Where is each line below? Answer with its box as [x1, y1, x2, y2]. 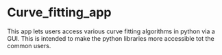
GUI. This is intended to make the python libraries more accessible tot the [7, 34, 214, 42]
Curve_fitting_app [7, 5, 112, 20]
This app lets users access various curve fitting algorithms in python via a [7, 27, 216, 35]
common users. [7, 41, 51, 50]
